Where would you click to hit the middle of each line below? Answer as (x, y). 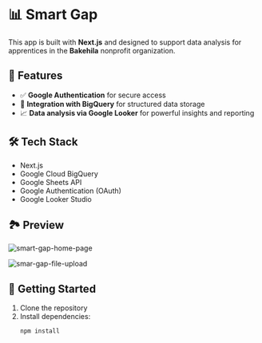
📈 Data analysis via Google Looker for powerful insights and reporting (137, 112)
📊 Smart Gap (53, 15)
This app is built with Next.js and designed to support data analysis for (125, 42)
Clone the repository (54, 308)
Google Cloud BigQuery (59, 173)
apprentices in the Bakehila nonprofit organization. (92, 50)
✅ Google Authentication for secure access (93, 95)
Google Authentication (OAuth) (71, 191)
